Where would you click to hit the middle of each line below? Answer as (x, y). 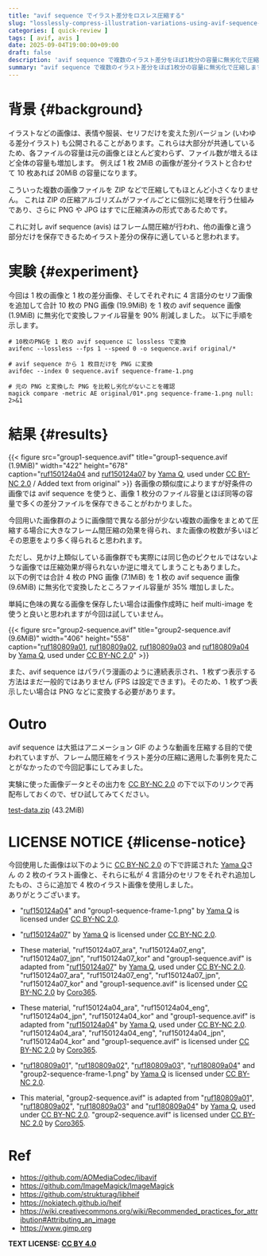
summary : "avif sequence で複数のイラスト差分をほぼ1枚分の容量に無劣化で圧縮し (130, 68)
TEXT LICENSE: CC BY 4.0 (52, 1244)
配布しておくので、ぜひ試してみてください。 (81, 794)
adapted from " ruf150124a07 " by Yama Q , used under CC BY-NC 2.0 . (133, 967)
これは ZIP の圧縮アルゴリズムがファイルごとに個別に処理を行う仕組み (139, 199)
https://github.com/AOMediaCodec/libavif (88, 1178)
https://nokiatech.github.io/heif (70, 1203)
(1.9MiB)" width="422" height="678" (68, 465)
